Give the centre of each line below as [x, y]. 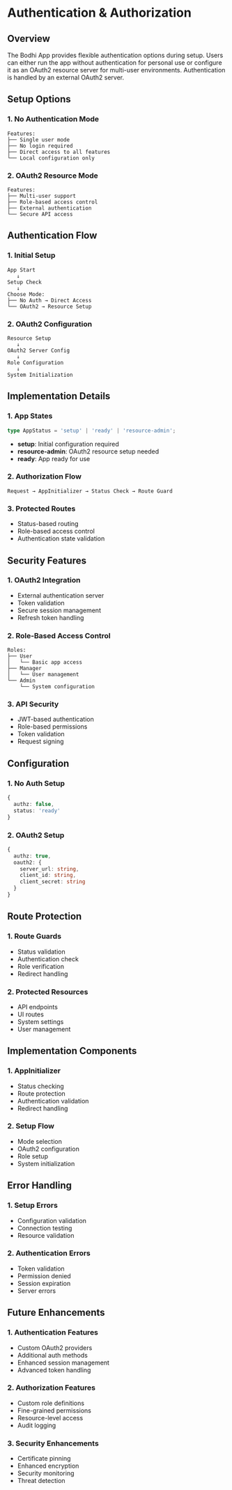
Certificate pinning [44, 1459]
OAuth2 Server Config [39, 350]
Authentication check [48, 959]
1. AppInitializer [34, 1071]
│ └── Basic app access [45, 662]
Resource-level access [50, 1418]
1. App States [30, 416]
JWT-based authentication [55, 720]
